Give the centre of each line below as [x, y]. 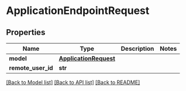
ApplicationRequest [87, 58]
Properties [26, 32]
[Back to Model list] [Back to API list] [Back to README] [73, 82]
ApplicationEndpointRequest [78, 11]
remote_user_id [31, 68]
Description [137, 49]
